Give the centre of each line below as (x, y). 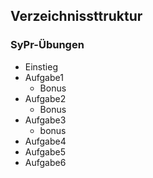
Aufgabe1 (44, 77)
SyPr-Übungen (47, 45)
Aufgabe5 (45, 151)
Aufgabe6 (45, 162)
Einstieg (41, 66)
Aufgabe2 (45, 98)
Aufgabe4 (45, 141)
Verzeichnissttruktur (76, 16)
